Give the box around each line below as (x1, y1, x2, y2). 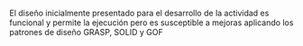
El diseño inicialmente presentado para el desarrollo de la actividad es (9, 8, 270, 18)
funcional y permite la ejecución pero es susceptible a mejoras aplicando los (9, 17, 294, 28)
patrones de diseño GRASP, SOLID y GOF (9, 27, 164, 37)
